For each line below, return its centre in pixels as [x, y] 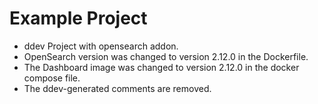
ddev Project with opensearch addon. [101, 46]
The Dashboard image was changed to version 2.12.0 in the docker [161, 67]
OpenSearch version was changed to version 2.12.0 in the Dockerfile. [166, 56]
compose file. [52, 78]
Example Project [78, 18]
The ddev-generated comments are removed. [117, 88]
